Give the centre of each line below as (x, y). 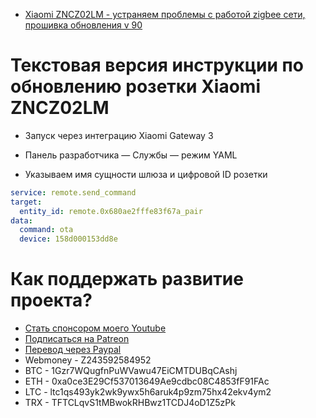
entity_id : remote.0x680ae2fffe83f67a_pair (111, 211)
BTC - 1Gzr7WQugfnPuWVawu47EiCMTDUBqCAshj (131, 371)
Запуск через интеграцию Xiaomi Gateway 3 (119, 135)
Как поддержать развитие (127, 279)
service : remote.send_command (73, 192)
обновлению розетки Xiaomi (136, 86)
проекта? (51, 300)
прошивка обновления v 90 (83, 25)
